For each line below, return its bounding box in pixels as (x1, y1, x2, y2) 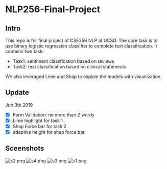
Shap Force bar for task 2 (12, 123, 66, 129)
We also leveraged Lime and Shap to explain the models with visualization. (5, 74, 162, 80)
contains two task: (5, 49, 44, 54)
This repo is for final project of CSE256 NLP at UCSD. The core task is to (5, 37, 158, 43)
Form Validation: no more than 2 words (12, 111, 94, 118)
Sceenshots (5, 144, 44, 153)
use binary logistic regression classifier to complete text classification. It (5, 43, 157, 49)
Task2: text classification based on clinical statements (12, 64, 127, 69)
